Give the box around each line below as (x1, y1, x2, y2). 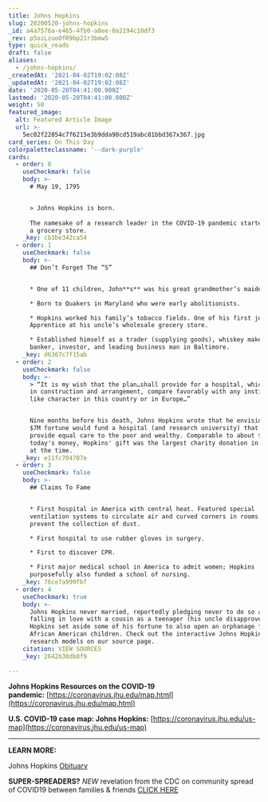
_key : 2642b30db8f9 (22, 652, 88, 660)
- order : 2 (15, 357, 52, 366)
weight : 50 (8, 101, 45, 109)
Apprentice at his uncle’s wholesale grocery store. (29, 321, 209, 329)
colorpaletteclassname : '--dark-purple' (8, 146, 145, 154)
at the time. (29, 446, 73, 454)
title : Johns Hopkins (8, 11, 81, 20)
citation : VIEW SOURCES (22, 644, 102, 652)
